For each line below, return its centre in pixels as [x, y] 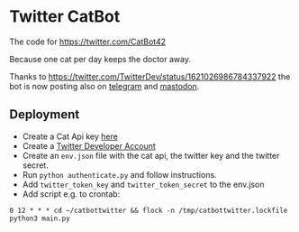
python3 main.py [40, 218]
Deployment [45, 115]
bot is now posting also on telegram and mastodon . [104, 86]
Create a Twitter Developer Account [89, 145]
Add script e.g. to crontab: [71, 194]
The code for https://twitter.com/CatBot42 [88, 42]
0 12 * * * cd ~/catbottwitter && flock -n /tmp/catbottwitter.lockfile [149, 210]
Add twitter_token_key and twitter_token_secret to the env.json [143, 184]
